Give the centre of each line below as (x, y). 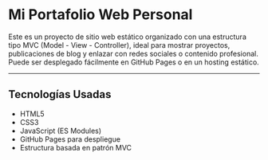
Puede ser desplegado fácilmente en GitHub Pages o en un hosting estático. (134, 62)
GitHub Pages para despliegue (70, 139)
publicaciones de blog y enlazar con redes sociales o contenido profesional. (134, 53)
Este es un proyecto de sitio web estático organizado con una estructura (128, 37)
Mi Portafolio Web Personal (100, 15)
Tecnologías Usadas (60, 94)
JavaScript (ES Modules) (61, 131)
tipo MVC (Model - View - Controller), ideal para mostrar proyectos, (119, 45)
